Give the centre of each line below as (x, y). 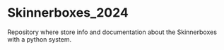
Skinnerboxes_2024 (68, 13)
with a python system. (40, 39)
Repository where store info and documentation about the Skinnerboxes (112, 32)
